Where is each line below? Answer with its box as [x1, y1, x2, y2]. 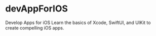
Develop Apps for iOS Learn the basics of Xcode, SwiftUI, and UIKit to [5, 19, 151, 25]
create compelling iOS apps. [5, 24, 64, 30]
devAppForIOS [5, 3, 68, 14]
